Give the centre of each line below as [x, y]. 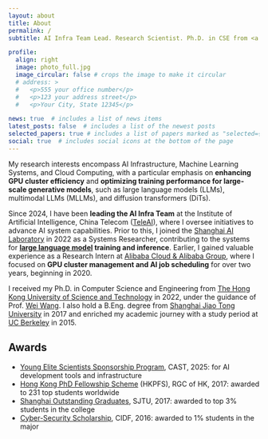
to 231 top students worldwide [69, 392]
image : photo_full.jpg [53, 68]
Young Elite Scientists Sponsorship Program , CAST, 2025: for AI [124, 367]
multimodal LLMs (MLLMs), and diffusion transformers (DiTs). [110, 198]
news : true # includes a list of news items [85, 119]
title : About [30, 23]
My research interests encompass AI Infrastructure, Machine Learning [124, 164]
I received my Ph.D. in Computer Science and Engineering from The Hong [129, 288]
